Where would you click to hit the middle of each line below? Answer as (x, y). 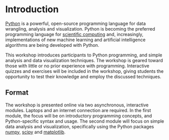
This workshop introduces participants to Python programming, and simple (84, 55)
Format (17, 93)
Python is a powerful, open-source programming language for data (76, 23)
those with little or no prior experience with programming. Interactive (77, 66)
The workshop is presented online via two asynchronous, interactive (77, 105)
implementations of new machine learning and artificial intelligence (76, 40)
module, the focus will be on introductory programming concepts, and (79, 116)
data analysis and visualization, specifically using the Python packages (80, 126)
